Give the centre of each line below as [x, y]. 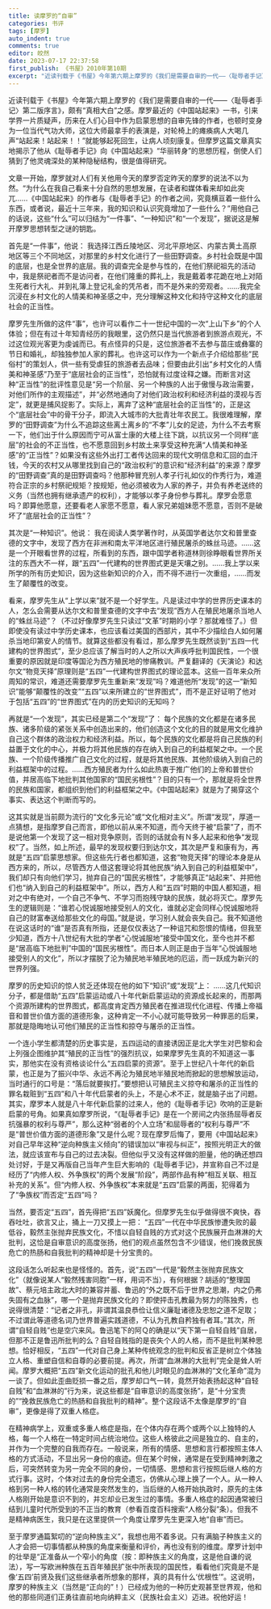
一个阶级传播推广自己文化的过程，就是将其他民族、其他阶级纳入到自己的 [142, 759]
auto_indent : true [39, 38]
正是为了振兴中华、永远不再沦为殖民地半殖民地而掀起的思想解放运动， [146, 1073]
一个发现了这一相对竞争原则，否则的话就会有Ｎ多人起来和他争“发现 [148, 837]
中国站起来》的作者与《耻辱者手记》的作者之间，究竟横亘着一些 [141, 198]
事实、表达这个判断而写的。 [54, 799]
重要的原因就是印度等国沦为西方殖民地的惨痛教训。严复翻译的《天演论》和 [132, 661]
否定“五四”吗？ [74, 1194]
